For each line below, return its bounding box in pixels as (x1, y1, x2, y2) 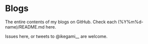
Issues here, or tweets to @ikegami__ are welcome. (5, 33, 108, 39)
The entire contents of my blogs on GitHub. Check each (5, 19, 117, 25)
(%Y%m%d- (117, 19, 144, 25)
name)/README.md (5, 24, 45, 29)
